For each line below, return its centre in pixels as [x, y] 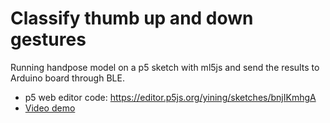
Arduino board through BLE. [67, 78]
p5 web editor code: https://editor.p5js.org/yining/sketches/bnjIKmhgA [170, 97]
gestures [48, 39]
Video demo [50, 108]
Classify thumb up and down [132, 18]
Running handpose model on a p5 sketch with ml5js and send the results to [165, 67]
